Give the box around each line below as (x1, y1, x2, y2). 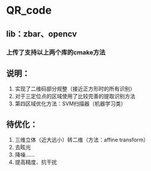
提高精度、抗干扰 (14, 158, 57, 166)
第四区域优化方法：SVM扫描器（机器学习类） (14, 100, 127, 107)
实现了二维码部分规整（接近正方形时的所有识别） (14, 85, 135, 92)
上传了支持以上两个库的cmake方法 (6, 48, 106, 57)
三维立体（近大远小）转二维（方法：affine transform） (14, 136, 149, 144)
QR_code (6, 4, 52, 17)
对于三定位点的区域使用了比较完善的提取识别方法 (14, 93, 135, 100)
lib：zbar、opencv (6, 29, 78, 39)
